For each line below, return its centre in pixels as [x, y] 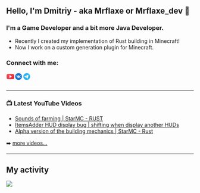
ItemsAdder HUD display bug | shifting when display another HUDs [97, 125]
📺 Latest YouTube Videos [44, 103]
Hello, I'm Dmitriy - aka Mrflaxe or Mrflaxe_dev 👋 [98, 11]
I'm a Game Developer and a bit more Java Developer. [85, 28]
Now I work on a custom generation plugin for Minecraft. [84, 47]
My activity [28, 169]
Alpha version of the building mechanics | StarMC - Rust [84, 131]
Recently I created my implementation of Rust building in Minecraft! [97, 41]
